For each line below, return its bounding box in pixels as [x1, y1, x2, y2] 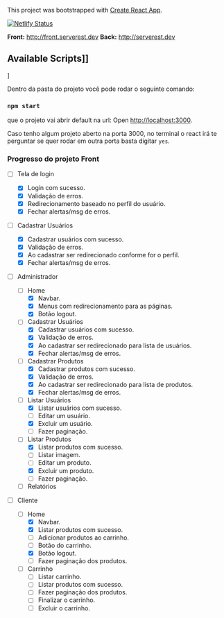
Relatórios [27, 482, 57, 490]
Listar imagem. [37, 451, 81, 459]
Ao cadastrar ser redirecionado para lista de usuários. [37, 341, 192, 350]
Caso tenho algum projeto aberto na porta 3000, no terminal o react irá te [7, 130, 217, 138]
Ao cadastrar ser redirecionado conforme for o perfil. [27, 250, 180, 259]
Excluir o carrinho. [37, 603, 90, 612]
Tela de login [17, 170, 54, 178]
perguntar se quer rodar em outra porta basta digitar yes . [7, 137, 170, 145]
